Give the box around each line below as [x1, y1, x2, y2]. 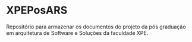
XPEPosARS [6, 4, 68, 17]
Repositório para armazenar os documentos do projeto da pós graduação [6, 23, 186, 30]
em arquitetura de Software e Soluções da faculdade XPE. [6, 29, 149, 36]
